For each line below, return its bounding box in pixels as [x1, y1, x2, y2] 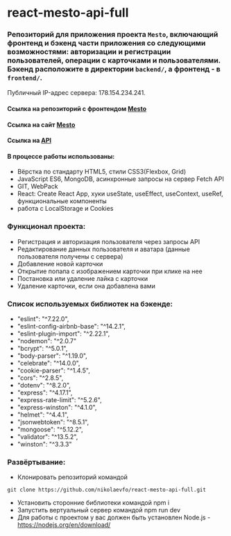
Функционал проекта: [7, 222, 86, 232]
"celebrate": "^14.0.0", [17, 359, 80, 368]
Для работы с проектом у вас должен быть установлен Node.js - [17, 513, 211, 521]
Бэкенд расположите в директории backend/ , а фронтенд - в [7, 64, 221, 74]
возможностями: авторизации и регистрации [7, 47, 171, 57]
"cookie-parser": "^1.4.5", [17, 366, 90, 375]
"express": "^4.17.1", [17, 388, 73, 397]
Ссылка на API [7, 137, 52, 145]
